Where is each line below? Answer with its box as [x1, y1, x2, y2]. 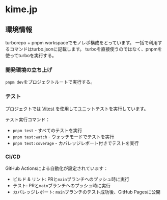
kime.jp [5, 4, 38, 15]
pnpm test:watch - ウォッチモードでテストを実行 [12, 134, 115, 140]
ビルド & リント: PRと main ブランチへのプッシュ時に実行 [12, 176, 130, 182]
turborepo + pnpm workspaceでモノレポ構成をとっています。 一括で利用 [5, 40, 158, 45]
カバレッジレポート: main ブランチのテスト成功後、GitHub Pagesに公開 [12, 189, 160, 195]
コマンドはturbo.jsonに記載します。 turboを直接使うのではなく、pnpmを [9, 46, 162, 52]
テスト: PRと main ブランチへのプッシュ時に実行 [12, 182, 111, 188]
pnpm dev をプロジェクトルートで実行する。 [5, 79, 95, 85]
